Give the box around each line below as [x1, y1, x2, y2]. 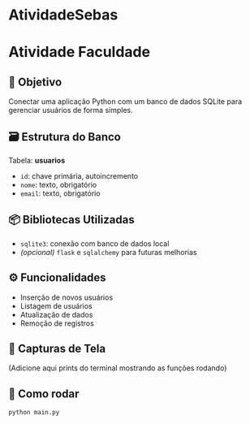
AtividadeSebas [8, 6, 119, 24]
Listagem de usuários [19, 301, 93, 310]
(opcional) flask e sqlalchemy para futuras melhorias [19, 247, 197, 257]
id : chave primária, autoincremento [19, 171, 139, 180]
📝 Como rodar [8, 387, 80, 400]
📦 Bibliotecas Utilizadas [8, 213, 136, 227]
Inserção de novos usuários [19, 292, 114, 302]
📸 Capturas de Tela [8, 342, 106, 356]
